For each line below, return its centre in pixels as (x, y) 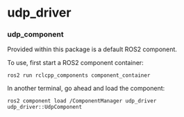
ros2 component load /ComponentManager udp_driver (82, 101)
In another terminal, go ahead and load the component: (86, 89)
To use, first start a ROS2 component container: (75, 63)
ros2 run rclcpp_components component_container (79, 75)
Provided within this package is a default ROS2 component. (92, 49)
